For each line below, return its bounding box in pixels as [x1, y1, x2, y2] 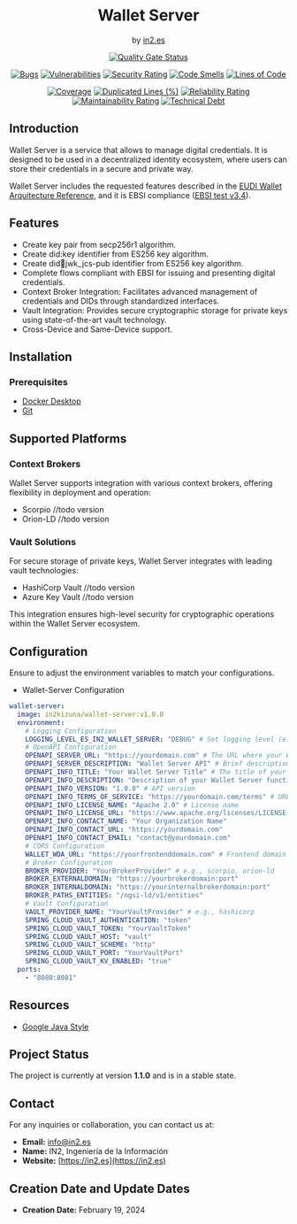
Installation [9, 349, 72, 364]
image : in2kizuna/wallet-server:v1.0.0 [17, 710, 164, 719]
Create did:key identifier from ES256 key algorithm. [21, 249, 209, 259]
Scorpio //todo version [21, 504, 104, 514]
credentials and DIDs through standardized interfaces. [21, 296, 219, 306]
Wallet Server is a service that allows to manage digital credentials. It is [9, 144, 268, 155]
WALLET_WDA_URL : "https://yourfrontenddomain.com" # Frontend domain [25, 850, 287, 858]
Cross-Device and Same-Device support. [21, 324, 173, 335]
